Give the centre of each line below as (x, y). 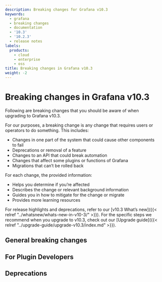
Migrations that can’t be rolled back (48, 166)
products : (19, 50)
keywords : (15, 14)
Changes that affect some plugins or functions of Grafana (70, 160)
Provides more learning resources (46, 200)
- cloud (21, 55)
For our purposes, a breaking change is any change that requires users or (79, 125)
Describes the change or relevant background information (70, 189)
